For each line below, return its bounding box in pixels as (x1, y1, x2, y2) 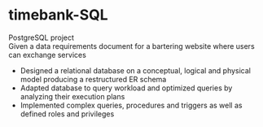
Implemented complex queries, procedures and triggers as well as (20, 100, 243, 110)
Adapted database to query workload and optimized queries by (20, 83, 233, 93)
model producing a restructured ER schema (20, 74, 167, 84)
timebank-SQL (8, 6, 108, 24)
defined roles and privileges (20, 108, 115, 119)
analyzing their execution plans (20, 91, 125, 101)
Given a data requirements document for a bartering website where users (8, 41, 255, 50)
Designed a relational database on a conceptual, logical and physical (20, 65, 251, 75)
